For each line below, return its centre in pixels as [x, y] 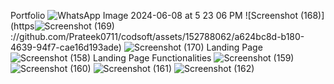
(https [22, 26]
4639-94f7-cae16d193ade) [66, 47]
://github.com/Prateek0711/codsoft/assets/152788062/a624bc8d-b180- [157, 36]
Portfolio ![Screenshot [154, 15]
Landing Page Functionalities [152, 58]
